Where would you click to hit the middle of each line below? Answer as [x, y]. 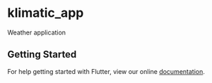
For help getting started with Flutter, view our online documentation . [106, 71]
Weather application [36, 32]
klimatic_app [46, 13]
